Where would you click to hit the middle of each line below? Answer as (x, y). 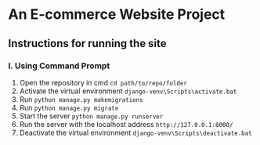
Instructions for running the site (87, 43)
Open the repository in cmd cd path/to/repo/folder (103, 82)
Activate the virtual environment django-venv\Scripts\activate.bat (128, 91)
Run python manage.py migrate (69, 107)
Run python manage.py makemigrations (81, 99)
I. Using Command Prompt (59, 66)
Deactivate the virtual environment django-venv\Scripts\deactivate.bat (135, 132)
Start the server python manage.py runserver (91, 116)
